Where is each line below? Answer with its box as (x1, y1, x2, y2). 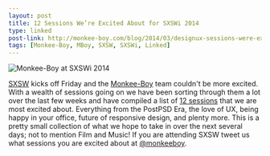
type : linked (8, 26, 52, 34)
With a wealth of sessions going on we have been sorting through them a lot (8, 87, 261, 97)
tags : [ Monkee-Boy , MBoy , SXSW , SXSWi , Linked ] (8, 42, 171, 50)
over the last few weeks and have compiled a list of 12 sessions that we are (8, 96, 257, 106)
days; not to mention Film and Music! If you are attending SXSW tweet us (8, 130, 251, 140)
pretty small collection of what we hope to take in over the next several (8, 122, 243, 131)
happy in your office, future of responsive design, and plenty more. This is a (8, 113, 260, 122)
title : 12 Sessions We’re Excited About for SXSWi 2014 (8, 19, 199, 27)
